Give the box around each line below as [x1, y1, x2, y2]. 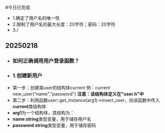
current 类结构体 [12, 103, 47, 109]
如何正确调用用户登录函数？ [12, 57, 80, 64]
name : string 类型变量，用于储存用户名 [12, 116, 91, 122]
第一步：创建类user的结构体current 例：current [12, 84, 110, 90]
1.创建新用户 [12, 72, 43, 79]
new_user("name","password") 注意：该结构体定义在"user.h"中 [12, 91, 144, 97]
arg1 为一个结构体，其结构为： [12, 109, 75, 115]
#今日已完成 [5, 5, 30, 10]
